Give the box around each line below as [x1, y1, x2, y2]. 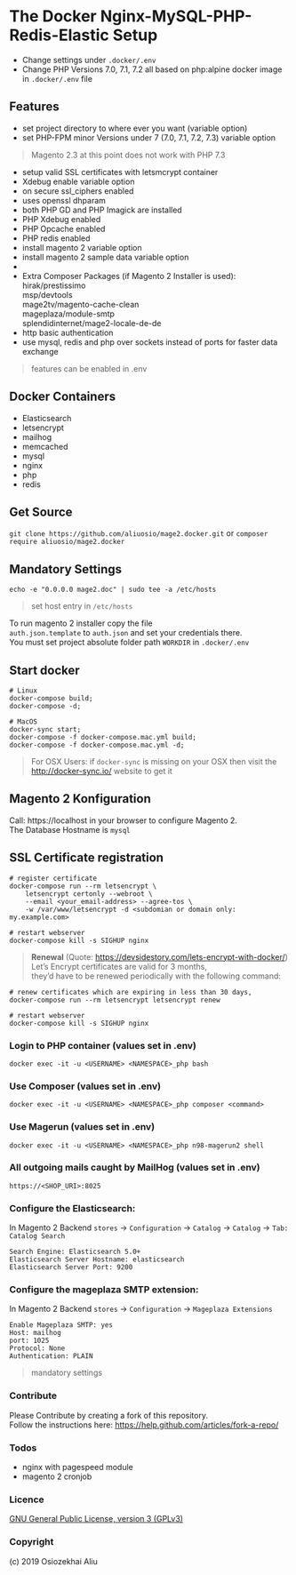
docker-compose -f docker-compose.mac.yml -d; [9, 740, 185, 749]
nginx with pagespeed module [21, 1462, 133, 1472]
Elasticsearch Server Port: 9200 [9, 1263, 133, 1272]
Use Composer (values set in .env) [9, 1080, 162, 1092]
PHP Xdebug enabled [21, 213, 101, 224]
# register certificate [9, 874, 98, 883]
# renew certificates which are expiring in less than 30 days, [9, 987, 252, 996]
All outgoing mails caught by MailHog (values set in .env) [9, 1162, 260, 1174]
